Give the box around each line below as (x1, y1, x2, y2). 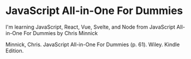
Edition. (5, 47, 24, 54)
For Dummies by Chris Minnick (24, 29, 98, 36)
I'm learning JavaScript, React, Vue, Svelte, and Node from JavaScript (5, 23, 176, 30)
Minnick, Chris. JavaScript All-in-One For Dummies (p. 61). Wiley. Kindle (5, 41, 180, 48)
